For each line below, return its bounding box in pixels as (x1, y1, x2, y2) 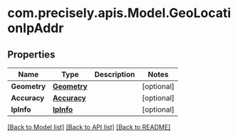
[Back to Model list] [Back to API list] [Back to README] (7, 123, 171, 131)
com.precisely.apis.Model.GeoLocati (7, 5, 232, 21)
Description (94, 70, 135, 79)
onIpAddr (7, 20, 64, 36)
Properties (7, 48, 56, 60)
